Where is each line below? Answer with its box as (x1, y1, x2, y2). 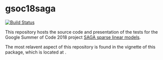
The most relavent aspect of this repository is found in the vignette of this (5, 44, 156, 50)
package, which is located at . (5, 49, 67, 55)
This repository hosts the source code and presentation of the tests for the (5, 29, 158, 35)
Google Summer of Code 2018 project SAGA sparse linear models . (5, 34, 141, 40)
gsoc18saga (5, 3, 56, 14)
